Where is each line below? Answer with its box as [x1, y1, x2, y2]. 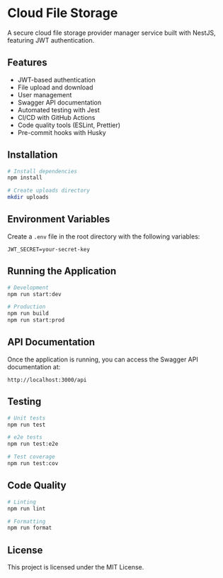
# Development [7, 284, 50, 291]
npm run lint [7, 505, 46, 512]
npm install [7, 174, 42, 182]
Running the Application [7, 265, 117, 278]
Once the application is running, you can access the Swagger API [7, 355, 198, 364]
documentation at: [7, 362, 61, 371]
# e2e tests [7, 434, 42, 441]
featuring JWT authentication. [7, 36, 95, 44]
